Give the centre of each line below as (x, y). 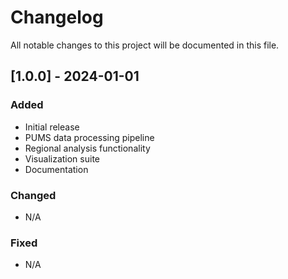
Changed (33, 195)
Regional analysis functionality (87, 148)
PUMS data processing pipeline (89, 137)
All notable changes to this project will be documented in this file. (145, 45)
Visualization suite (62, 158)
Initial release (52, 127)
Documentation (56, 169)
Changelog (57, 17)
